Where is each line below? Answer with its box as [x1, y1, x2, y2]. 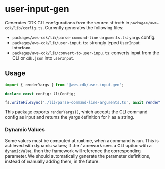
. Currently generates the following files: [42, 24, 124, 30]
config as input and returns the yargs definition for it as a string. [5, 114, 134, 120]
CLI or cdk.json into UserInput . [12, 55, 75, 61]
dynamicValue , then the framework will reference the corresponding [5, 148, 141, 154]
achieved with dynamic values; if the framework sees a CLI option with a [5, 143, 152, 148]
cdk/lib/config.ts [5, 25, 43, 30]
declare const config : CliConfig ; [5, 91, 76, 96]
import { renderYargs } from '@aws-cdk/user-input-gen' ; [5, 82, 124, 87]
